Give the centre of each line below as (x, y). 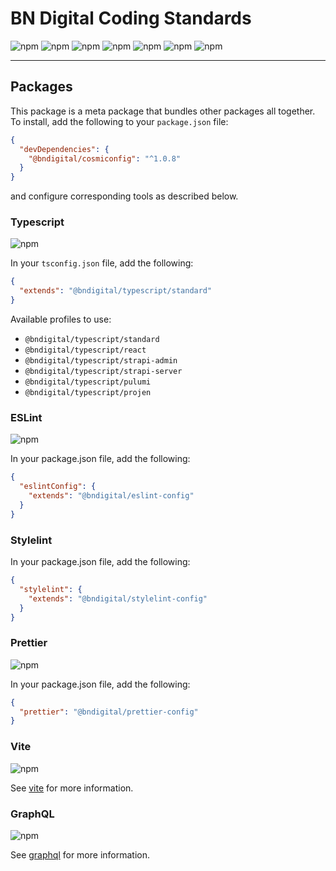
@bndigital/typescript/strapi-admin (101, 361)
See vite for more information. (72, 788)
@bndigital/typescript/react (85, 350)
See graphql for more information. (80, 854)
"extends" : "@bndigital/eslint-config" (111, 496)
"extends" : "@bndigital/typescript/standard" (116, 291)
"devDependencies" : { (64, 149)
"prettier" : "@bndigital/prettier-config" (109, 712)
